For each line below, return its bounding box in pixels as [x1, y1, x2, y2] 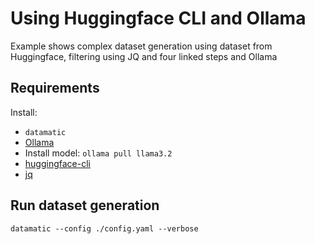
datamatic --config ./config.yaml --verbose [10, 223, 199, 234]
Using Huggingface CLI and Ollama [10, 7, 307, 30]
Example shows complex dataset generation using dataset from [10, 40, 273, 52]
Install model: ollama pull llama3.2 [24, 147, 173, 159]
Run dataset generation [10, 197, 160, 214]
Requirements [10, 80, 100, 97]
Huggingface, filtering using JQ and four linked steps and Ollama [10, 50, 278, 62]
